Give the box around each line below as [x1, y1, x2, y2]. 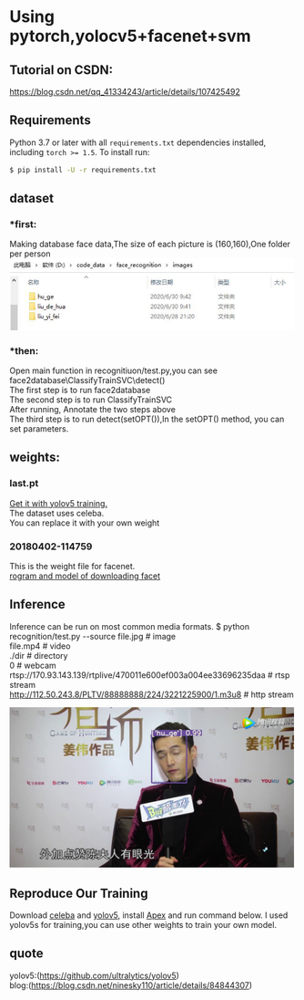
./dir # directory [9, 650, 68, 661]
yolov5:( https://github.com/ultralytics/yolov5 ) [9, 970, 180, 981]
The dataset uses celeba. [9, 507, 105, 518]
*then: [9, 344, 39, 357]
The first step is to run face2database [9, 385, 151, 396]
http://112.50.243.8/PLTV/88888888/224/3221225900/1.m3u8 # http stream [9, 689, 294, 700]
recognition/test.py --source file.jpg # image [9, 630, 177, 641]
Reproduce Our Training [9, 885, 148, 901]
